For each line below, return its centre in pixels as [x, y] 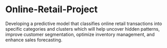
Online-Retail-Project [52, 9]
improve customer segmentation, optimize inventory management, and [80, 34]
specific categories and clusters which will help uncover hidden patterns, [82, 29]
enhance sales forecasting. [34, 40]
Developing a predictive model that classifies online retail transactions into [84, 23]
